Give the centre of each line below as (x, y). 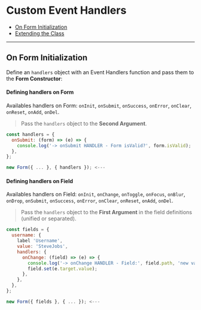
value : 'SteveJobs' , (42, 247)
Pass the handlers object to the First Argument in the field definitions (106, 212)
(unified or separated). (48, 218)
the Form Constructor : (34, 78)
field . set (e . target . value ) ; (63, 269)
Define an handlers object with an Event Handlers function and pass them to (100, 72)
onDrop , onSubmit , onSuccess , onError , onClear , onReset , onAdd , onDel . (90, 200)
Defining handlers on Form (40, 92)
